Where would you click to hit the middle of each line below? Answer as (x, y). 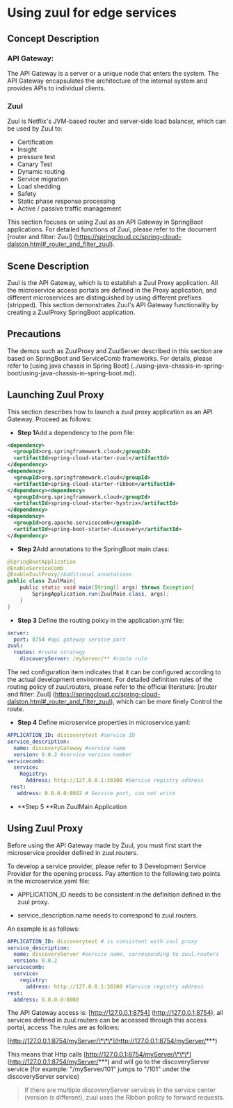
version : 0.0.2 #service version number (73, 755)
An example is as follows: (43, 929)
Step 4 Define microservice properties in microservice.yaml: (104, 723)
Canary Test (35, 164)
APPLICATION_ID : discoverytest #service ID (71, 735)
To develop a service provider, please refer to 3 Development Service (107, 866)
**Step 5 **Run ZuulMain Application (72, 806)
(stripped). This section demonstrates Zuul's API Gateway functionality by (113, 304)
